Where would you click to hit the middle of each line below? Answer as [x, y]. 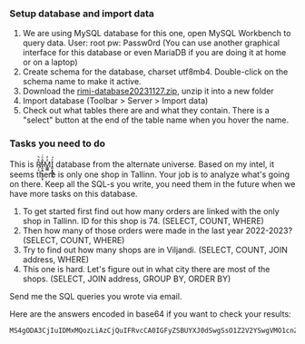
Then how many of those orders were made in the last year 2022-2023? [157, 231]
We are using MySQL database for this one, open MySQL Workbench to [157, 34]
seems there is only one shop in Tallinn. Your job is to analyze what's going [150, 174]
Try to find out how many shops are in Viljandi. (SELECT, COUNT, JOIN [155, 250]
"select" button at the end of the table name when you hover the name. [155, 120]
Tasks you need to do [58, 143]
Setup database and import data [82, 14]
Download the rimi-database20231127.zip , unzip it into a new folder [148, 91]
